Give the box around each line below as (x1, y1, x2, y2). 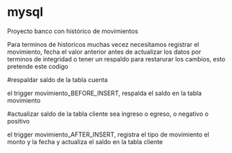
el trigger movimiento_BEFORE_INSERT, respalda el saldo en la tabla (7, 89, 202, 97)
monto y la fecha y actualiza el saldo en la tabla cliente (7, 137, 163, 145)
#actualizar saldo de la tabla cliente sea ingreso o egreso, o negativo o (7, 110, 209, 118)
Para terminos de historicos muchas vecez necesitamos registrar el (7, 40, 199, 48)
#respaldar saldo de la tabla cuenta (7, 75, 108, 83)
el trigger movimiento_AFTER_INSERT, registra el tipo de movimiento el (7, 130, 210, 139)
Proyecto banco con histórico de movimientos (7, 27, 139, 35)
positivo (7, 116, 30, 125)
